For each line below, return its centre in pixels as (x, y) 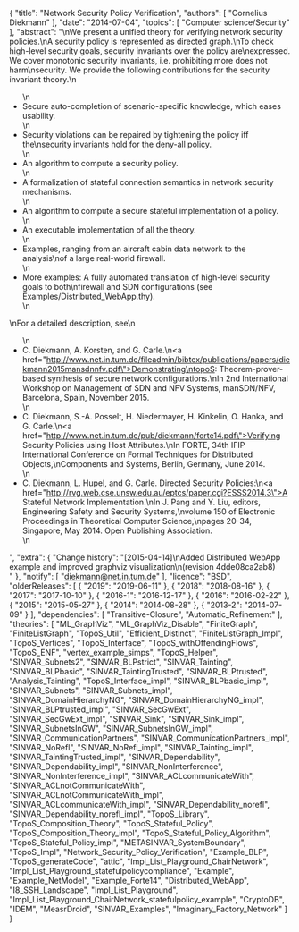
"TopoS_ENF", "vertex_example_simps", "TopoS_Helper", (114, 652)
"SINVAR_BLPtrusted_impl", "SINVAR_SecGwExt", (100, 709)
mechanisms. (47, 192)
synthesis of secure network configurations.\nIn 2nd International (168, 378)
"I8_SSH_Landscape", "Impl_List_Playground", (94, 890)
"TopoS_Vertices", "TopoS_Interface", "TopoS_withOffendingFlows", (134, 643)
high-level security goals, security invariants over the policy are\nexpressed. (150, 51)
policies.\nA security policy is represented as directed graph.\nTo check (141, 41)
